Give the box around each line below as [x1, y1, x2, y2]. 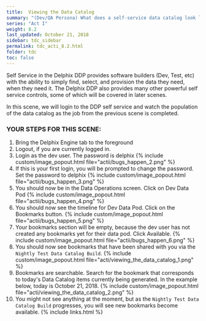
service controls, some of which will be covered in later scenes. [6, 91, 167, 98]
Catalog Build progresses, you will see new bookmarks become [15, 301, 178, 309]
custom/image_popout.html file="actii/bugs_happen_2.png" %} [15, 158, 176, 166]
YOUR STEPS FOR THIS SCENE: [6, 125, 101, 133]
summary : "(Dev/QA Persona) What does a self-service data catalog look [6, 15, 196, 21]
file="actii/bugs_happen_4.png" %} [15, 197, 105, 204]
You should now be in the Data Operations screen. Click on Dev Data [15, 184, 189, 191]
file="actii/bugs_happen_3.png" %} [15, 177, 105, 185]
